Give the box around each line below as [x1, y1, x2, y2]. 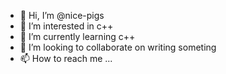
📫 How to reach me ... [19, 53, 113, 64]
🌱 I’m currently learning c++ [19, 31, 136, 42]
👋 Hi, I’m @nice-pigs [19, 10, 105, 21]
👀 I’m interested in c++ [19, 20, 114, 32]
